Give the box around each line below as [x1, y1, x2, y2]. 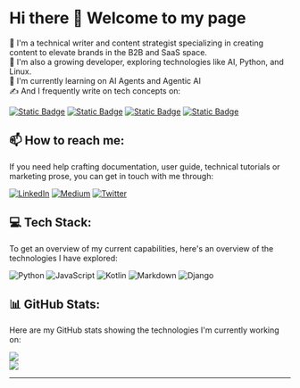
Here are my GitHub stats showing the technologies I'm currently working [9, 325, 279, 335]
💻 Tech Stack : [9, 215, 92, 230]
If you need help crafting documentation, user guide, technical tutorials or [9, 161, 280, 172]
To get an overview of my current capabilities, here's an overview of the [9, 243, 274, 253]
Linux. [9, 66, 32, 77]
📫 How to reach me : [9, 133, 125, 148]
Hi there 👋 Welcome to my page [9, 8, 246, 29]
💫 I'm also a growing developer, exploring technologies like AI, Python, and [9, 56, 284, 67]
